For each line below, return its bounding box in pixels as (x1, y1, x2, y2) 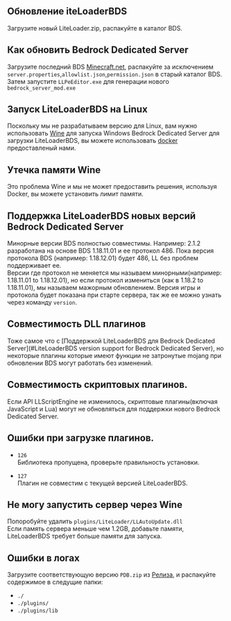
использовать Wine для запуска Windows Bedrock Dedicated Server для (7, 129, 220, 137)
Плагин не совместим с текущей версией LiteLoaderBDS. (17, 479, 188, 487)
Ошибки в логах (7, 552, 80, 564)
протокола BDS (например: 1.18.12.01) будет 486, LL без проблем (7, 254, 199, 262)
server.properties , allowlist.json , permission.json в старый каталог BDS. (7, 69, 223, 78)
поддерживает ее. (7, 262, 62, 270)
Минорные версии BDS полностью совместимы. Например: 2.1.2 (7, 239, 201, 248)
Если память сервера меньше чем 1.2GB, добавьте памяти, (7, 525, 185, 533)
